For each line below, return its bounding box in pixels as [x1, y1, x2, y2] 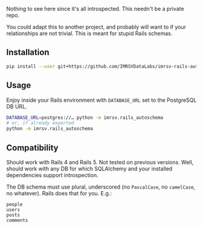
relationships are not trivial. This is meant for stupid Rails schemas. [6, 30, 173, 37]
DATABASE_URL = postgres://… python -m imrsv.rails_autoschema [6, 115, 164, 121]
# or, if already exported [6, 120, 74, 126]
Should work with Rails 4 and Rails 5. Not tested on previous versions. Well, [6, 158, 194, 166]
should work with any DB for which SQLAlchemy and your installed [6, 165, 173, 172]
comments [6, 217, 28, 223]
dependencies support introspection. [6, 171, 98, 178]
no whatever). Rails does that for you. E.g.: [6, 189, 112, 196]
